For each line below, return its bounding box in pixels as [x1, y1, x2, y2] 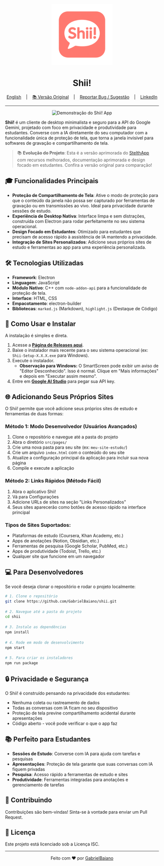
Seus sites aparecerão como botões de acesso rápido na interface [12, 504, 146, 510]
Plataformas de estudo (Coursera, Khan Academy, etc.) [12, 533, 123, 539]
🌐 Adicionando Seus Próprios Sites [5, 392, 114, 401]
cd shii [5, 614, 21, 619]
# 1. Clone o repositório [5, 593, 58, 599]
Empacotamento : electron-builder [12, 300, 82, 306]
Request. [5, 814, 23, 820]
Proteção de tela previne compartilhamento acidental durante [12, 710, 136, 716]
